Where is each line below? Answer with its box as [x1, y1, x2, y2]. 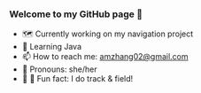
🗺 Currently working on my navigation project [21, 28, 194, 39]
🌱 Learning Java [21, 42, 82, 52]
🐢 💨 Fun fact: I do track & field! [21, 74, 134, 84]
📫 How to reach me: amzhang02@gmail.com [21, 51, 189, 62]
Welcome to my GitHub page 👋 [9, 8, 143, 20]
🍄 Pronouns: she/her [21, 64, 97, 74]
